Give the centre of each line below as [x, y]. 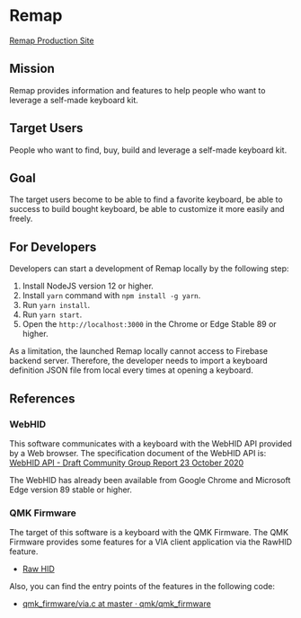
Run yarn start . [52, 314]
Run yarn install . [56, 305]
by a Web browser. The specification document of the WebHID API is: [138, 453]
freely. [21, 219]
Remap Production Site [52, 40]
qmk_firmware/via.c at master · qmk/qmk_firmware [116, 604]
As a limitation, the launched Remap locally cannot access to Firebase [139, 351]
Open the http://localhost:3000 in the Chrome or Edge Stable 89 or [149, 324]
